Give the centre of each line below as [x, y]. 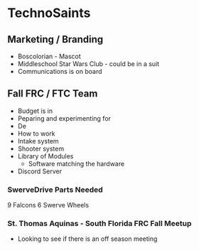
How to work [36, 134]
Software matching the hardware [76, 163]
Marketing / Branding [55, 39]
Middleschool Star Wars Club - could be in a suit [88, 64]
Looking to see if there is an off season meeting [87, 239]
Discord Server [40, 171]
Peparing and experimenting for [64, 118]
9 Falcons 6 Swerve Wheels [48, 205]
